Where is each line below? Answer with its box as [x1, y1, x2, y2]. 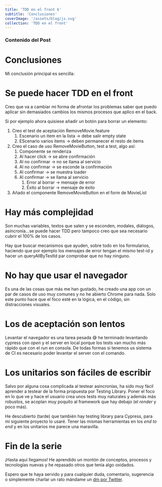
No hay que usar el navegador [5, 270, 128, 281]
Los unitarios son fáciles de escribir [5, 367, 151, 378]
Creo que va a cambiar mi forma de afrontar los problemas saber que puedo [5, 104, 157, 110]
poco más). [5, 404, 28, 410]
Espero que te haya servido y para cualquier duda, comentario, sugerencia [5, 471, 154, 477]
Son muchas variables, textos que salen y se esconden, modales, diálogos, [5, 223, 155, 228]
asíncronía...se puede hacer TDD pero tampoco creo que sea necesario [5, 228, 148, 234]
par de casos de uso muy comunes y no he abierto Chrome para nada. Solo [5, 291, 156, 297]
